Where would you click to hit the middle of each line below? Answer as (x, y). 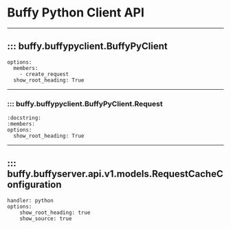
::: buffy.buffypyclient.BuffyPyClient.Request (85, 104)
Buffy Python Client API (76, 13)
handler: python (30, 200)
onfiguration (34, 185)
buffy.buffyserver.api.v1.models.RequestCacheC (115, 174)
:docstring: (24, 118)
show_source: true (46, 218)
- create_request (44, 74)
